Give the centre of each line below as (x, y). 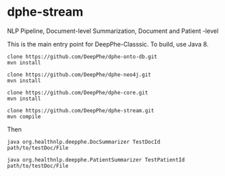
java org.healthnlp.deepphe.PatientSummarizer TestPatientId (96, 160)
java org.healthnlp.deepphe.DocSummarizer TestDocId (84, 142)
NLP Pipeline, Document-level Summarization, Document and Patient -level (113, 31)
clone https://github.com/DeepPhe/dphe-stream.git (81, 110)
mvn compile (24, 116)
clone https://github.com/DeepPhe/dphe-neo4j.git (79, 75)
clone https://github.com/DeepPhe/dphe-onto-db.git (82, 56)
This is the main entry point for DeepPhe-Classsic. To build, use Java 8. (108, 44)
